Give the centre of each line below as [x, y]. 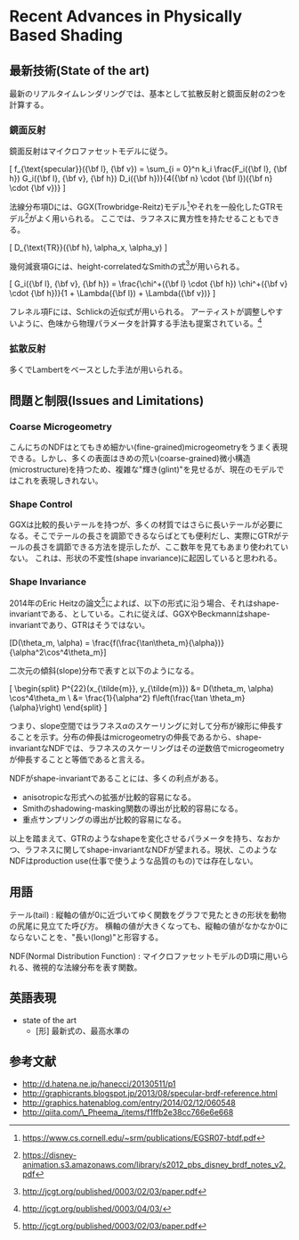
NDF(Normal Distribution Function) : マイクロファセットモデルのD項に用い [145, 955]
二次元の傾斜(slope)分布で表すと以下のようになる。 [104, 671]
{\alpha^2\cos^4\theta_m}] [58, 652]
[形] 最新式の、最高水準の [82, 1030]
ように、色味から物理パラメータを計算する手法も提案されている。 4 [139, 322]
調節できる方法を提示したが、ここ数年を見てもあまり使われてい [172, 547]
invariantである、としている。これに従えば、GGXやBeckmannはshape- [140, 614]
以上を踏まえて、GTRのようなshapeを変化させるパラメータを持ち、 [133, 839]
